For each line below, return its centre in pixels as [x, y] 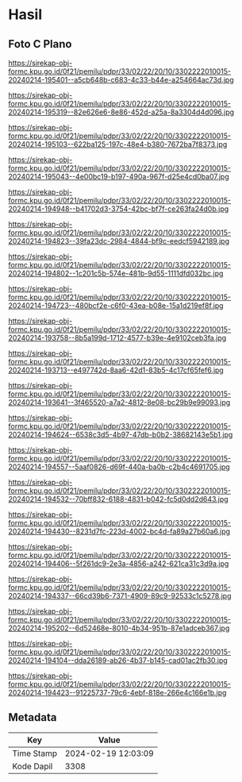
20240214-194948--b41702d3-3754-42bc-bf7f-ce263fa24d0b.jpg [119, 209]
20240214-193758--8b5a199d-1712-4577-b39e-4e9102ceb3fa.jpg [117, 338]
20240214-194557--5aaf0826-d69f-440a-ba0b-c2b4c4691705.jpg [119, 467]
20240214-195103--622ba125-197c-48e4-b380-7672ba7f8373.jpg [118, 144]
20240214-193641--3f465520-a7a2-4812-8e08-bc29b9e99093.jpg [119, 402]
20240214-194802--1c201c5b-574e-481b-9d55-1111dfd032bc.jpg [116, 273]
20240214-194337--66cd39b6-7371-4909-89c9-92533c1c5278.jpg [120, 596]
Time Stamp [35, 753]
